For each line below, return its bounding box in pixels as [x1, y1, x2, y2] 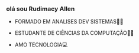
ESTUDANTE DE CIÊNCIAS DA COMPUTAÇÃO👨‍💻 [14, 29, 134, 37]
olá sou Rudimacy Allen [6, 5, 75, 13]
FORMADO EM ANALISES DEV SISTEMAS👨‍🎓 [14, 18, 124, 25]
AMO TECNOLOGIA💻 [14, 41, 68, 48]
